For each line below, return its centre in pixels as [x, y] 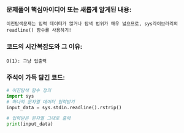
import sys [20, 96]
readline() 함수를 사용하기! [39, 31]
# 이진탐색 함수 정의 [29, 90]
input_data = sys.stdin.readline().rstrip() [64, 107]
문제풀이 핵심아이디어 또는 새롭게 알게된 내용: [69, 9]
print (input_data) [30, 124]
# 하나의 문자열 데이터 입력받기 [41, 102]
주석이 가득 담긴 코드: [36, 77]
